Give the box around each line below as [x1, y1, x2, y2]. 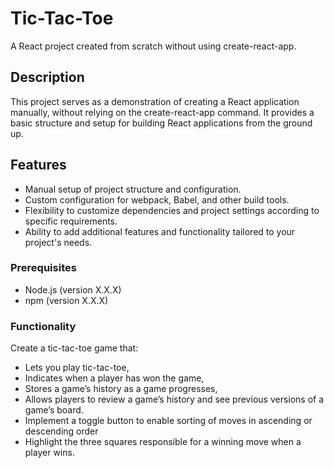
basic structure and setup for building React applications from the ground [10, 117, 313, 129]
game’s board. [24, 404, 84, 416]
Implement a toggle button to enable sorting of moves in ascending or [24, 415, 313, 427]
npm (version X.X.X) [24, 294, 109, 306]
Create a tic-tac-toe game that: [10, 342, 139, 354]
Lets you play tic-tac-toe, [24, 362, 130, 374]
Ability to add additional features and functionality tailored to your [24, 225, 296, 237]
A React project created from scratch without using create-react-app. [10, 40, 297, 52]
